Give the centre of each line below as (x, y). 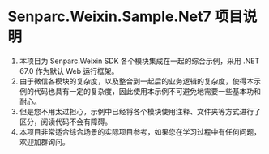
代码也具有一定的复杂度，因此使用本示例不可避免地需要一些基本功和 (147, 91)
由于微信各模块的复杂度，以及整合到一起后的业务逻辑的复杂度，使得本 (137, 81)
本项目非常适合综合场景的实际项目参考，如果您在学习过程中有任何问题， (140, 131)
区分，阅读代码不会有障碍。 (66, 122)
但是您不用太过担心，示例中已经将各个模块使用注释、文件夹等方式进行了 (140, 111)
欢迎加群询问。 (44, 142)
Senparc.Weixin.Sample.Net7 (109, 17)
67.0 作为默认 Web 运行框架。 (69, 71)
